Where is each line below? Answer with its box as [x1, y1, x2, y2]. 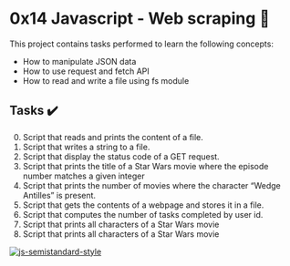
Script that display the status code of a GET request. [22, 150, 221, 162]
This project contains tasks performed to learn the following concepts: [9, 38, 274, 49]
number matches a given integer [22, 170, 145, 181]
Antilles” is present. [22, 189, 97, 200]
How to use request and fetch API [22, 66, 150, 77]
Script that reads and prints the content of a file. [22, 131, 203, 142]
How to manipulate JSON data [22, 56, 137, 66]
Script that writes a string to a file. [22, 141, 150, 152]
